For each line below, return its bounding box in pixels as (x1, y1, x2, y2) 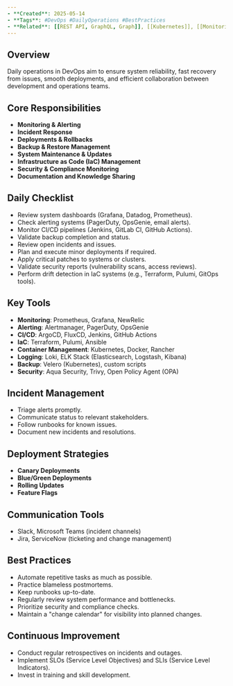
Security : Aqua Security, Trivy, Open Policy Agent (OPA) (17, 367, 179, 376)
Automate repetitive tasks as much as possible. (17, 573, 153, 581)
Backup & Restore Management (17, 143, 111, 151)
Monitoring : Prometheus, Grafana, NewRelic (17, 315, 145, 324)
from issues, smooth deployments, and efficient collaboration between (7, 74, 209, 83)
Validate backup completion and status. (17, 233, 130, 241)
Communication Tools (7, 508, 105, 521)
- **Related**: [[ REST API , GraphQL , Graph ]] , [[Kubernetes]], (7, 23, 194, 30)
